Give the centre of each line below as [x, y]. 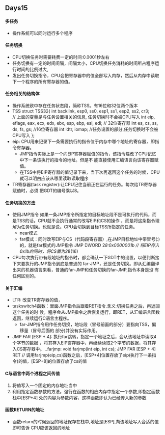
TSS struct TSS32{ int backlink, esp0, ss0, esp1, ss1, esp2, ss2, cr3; [81, 111]
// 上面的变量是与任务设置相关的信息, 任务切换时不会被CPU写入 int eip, [83, 117]
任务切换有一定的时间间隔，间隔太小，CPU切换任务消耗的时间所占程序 [83, 63]
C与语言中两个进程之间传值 [33, 373]
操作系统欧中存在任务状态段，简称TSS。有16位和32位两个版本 [75, 106]
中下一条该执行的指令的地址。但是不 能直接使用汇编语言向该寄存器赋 [89, 160]
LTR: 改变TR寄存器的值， [37, 300]
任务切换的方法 [20, 203]
